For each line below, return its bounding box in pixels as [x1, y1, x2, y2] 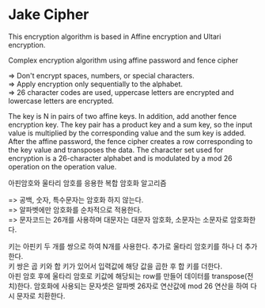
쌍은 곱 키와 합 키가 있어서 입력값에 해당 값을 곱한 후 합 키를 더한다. [16, 261, 223, 271]
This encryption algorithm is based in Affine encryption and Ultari [8, 32, 221, 41]
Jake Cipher [8, 6, 89, 24]
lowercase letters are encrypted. [8, 96, 115, 105]
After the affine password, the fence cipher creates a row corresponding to [8, 136, 253, 146]
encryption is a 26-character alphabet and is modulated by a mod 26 [8, 153, 233, 163]
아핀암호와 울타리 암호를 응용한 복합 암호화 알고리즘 [8, 178, 167, 188]
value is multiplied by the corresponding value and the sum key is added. [8, 128, 247, 138]
